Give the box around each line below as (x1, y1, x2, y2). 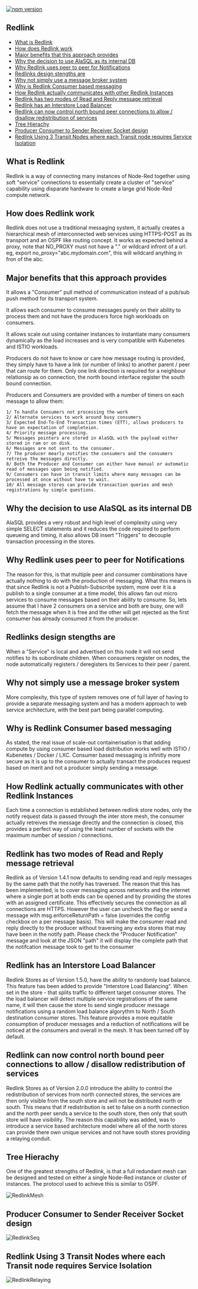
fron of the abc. (6, 256, 44, 263)
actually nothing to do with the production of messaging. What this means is (6, 577, 191, 584)
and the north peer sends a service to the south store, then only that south (6, 1110, 187, 1117)
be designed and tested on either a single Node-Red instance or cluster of (6, 1174, 187, 1181)
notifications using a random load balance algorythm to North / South (6, 1008, 176, 1015)
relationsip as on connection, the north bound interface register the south (6, 374, 185, 381)
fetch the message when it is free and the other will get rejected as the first (6, 608, 189, 615)
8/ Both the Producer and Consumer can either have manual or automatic (6, 461, 189, 467)
